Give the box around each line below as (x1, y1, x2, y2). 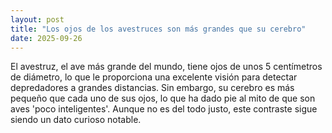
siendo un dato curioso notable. (10, 114, 142, 126)
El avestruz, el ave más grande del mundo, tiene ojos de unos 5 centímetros (10, 61, 323, 73)
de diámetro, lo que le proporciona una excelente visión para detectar (10, 71, 298, 83)
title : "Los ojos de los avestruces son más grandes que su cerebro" (10, 24, 307, 34)
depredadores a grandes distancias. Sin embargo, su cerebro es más (10, 82, 295, 94)
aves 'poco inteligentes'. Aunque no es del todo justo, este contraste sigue (10, 103, 318, 115)
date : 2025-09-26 (10, 33, 83, 43)
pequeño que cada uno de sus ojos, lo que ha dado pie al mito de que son (10, 92, 316, 105)
